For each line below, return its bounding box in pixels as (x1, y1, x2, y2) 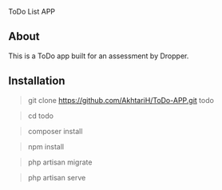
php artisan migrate (27, 157, 93, 167)
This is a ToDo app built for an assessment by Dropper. (8, 51, 189, 61)
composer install (27, 126, 83, 136)
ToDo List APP (8, 7, 56, 16)
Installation (8, 74, 65, 88)
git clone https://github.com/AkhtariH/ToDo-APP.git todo (27, 95, 214, 105)
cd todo (27, 111, 54, 121)
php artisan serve (27, 172, 86, 182)
